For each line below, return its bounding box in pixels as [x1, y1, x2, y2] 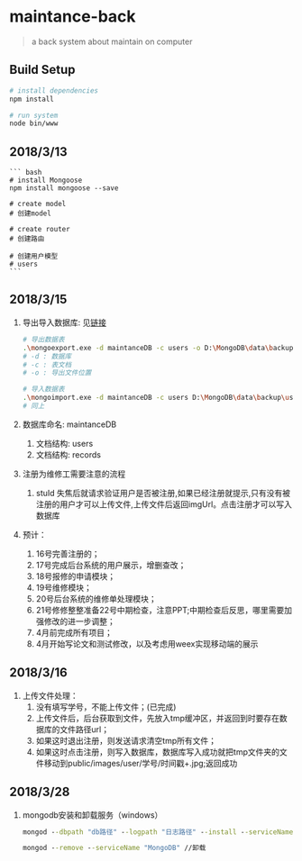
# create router [9, 225, 70, 234]
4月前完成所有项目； [35, 627, 113, 638]
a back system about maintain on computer [31, 36, 193, 47]
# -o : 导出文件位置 [22, 368, 92, 377]
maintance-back [9, 6, 137, 27]
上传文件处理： [22, 690, 78, 701]
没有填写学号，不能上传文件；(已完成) [35, 701, 177, 712]
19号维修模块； [35, 582, 92, 593]
